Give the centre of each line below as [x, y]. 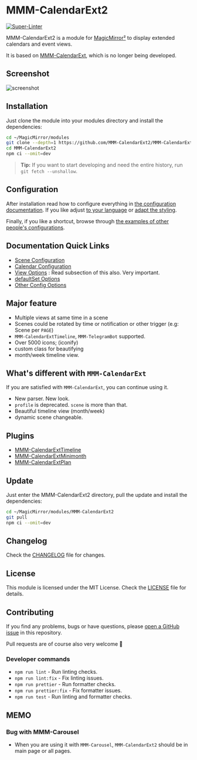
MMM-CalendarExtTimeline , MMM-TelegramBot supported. [80, 336]
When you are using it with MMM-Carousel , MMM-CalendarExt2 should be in [101, 744]
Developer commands [38, 659]
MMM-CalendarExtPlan [43, 462]
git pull [17, 517]
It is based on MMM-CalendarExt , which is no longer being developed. [91, 55]
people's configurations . [35, 227]
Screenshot [28, 74]
